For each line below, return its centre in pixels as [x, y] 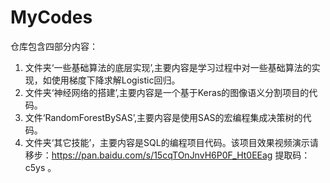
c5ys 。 [40, 167]
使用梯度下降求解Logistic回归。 [116, 80]
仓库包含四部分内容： [54, 46]
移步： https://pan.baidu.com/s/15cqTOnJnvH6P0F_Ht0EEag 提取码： [167, 155]
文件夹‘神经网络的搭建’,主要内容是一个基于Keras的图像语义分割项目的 [167, 92]
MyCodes [51, 17]
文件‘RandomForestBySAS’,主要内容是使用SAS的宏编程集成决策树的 [163, 117]
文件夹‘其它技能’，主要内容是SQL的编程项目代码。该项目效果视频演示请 [171, 142]
